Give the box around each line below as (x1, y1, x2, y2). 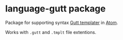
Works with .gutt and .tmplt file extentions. (5, 29, 96, 35)
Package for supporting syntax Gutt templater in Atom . (5, 19, 118, 25)
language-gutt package (5, 3, 106, 14)
